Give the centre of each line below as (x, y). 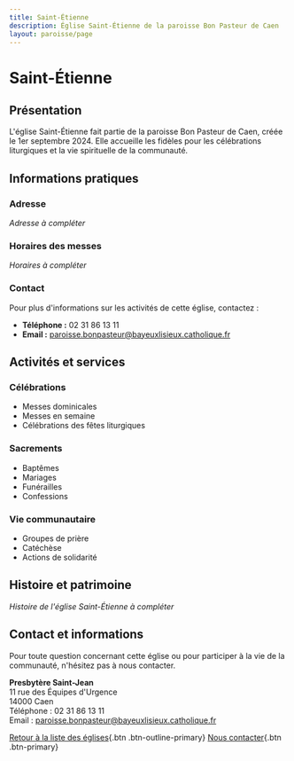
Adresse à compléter (47, 224)
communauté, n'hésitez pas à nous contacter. (93, 665)
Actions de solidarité (59, 557)
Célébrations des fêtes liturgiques (84, 426)
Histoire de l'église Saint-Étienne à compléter (92, 606)
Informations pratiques (74, 178)
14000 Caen (31, 701)
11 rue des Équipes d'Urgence (63, 692)
